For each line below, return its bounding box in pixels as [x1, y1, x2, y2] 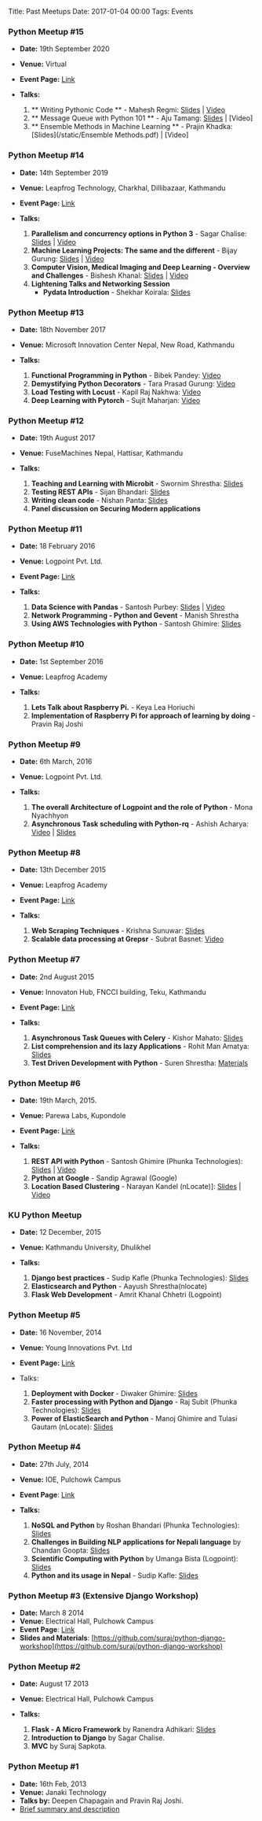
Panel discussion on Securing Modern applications [31, 504, 202, 514]
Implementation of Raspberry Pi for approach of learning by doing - [31, 711, 256, 720]
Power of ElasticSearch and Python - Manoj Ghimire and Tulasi [31, 1413, 238, 1423]
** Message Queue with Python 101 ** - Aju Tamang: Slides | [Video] [31, 113, 253, 123]
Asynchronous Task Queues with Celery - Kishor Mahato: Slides [31, 1032, 243, 1042]
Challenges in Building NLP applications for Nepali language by [31, 1537, 242, 1546]
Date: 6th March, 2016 [19, 757, 93, 766]
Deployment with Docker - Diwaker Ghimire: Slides [31, 1388, 198, 1398]
